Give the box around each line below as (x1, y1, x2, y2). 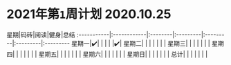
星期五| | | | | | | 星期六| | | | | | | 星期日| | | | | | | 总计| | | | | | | (38, 50, 208, 58)
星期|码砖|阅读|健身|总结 (6, 30, 75, 39)
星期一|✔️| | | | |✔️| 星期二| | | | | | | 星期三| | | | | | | (71, 39, 210, 47)
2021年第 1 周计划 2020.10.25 (6, 6, 172, 22)
